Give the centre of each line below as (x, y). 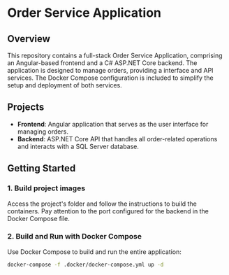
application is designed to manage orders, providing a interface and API (110, 70)
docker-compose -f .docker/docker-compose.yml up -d (86, 265)
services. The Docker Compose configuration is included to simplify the (111, 78)
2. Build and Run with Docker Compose (74, 237)
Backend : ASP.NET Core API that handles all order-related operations (117, 139)
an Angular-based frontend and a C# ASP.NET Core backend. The (102, 63)
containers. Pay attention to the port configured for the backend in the (108, 211)
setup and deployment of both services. (65, 85)
